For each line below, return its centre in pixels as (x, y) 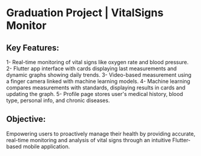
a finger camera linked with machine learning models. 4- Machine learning (98, 81)
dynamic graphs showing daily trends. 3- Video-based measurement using (99, 75)
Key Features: (33, 48)
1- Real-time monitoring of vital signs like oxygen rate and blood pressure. (97, 62)
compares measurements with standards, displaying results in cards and (96, 88)
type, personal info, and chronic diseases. (58, 100)
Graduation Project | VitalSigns (85, 13)
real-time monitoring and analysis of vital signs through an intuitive (88, 140)
